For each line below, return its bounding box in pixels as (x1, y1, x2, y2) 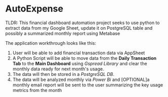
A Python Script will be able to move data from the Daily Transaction (12, 55, 157, 61)
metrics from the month (12, 87, 62, 93)
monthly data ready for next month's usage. (12, 66, 104, 72)
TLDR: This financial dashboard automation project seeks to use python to (5, 20, 160, 26)
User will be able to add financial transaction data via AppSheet (12, 50, 145, 56)
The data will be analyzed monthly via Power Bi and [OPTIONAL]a (12, 76, 150, 82)
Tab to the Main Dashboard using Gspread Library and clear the (12, 60, 148, 66)
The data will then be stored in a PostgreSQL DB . (12, 71, 115, 77)
